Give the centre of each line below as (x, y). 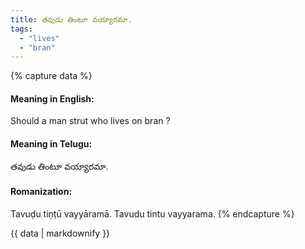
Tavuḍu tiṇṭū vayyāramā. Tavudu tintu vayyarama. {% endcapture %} (152, 213)
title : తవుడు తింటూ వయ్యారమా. (71, 19)
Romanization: (41, 192)
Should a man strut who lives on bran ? (90, 121)
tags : (21, 29)
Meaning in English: (52, 98)
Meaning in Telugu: (51, 144)
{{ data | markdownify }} (60, 233)
